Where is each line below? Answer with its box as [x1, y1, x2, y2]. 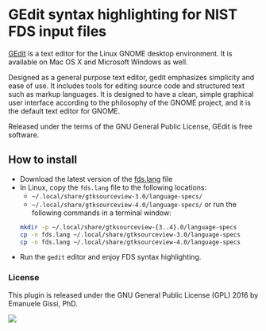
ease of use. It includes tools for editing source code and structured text [8, 81, 245, 90]
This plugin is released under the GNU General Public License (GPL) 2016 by [8, 290, 259, 299]
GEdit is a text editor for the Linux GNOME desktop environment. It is [8, 48, 233, 58]
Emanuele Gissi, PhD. [8, 298, 78, 308]
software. [8, 129, 40, 140]
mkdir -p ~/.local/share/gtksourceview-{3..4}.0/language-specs [19, 223, 237, 231]
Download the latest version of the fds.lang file [19, 174, 173, 183]
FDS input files [8, 22, 107, 40]
